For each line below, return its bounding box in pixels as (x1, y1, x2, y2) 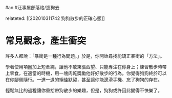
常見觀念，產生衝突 (5, 35, 87, 47)
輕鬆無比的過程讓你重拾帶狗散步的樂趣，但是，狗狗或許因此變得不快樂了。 (5, 87, 162, 93)
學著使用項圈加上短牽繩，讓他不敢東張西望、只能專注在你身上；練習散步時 (5, 63, 162, 70)
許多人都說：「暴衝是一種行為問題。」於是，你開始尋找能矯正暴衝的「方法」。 (5, 53, 165, 59)
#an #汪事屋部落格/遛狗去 (5, 5, 60, 10)
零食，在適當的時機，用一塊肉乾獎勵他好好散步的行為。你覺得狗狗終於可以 (9, 70, 167, 76)
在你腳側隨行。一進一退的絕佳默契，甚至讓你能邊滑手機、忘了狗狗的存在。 (5, 76, 162, 83)
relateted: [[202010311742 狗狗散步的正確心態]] (5, 15, 105, 21)
